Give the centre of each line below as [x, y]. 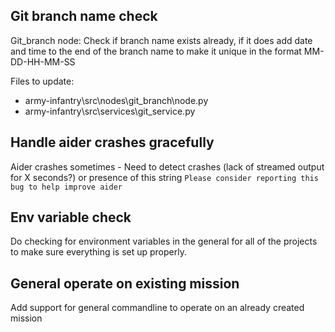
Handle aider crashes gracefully [112, 142]
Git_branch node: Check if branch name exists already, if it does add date [161, 40]
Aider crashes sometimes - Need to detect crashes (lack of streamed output [167, 166]
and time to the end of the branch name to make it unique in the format [156, 51]
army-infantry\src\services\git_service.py [110, 111]
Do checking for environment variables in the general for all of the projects [164, 241]
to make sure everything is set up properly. [98, 252]
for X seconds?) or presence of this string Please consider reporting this [164, 177]
